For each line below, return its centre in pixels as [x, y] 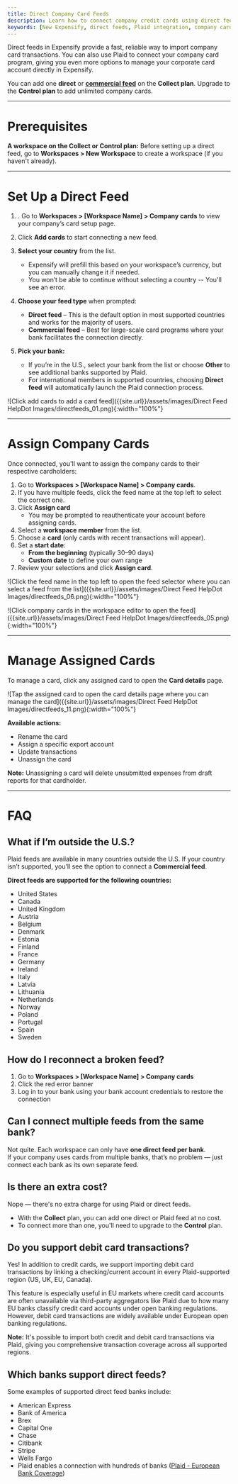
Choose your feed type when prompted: [77, 301]
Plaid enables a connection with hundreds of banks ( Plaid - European [119, 1466]
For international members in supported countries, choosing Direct [126, 380]
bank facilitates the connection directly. [86, 337]
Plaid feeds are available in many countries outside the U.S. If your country [116, 859]
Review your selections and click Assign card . [85, 568]
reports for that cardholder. [47, 781]
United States [38, 894]
